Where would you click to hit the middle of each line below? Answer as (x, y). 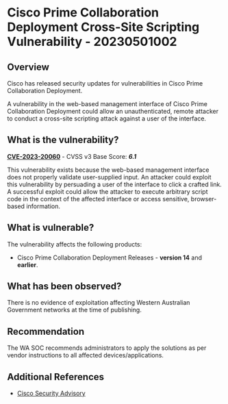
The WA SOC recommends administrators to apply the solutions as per (107, 348)
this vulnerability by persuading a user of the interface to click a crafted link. (115, 184)
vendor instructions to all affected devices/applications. (86, 355)
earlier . (27, 264)
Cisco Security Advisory (51, 393)
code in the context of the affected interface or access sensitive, (98, 199)
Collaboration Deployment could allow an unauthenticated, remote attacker (113, 111)
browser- (204, 199)
